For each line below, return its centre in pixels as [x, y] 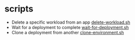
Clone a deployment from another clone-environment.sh [68, 32]
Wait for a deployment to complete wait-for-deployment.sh [70, 27]
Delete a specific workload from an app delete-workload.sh [71, 22]
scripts [19, 9]
